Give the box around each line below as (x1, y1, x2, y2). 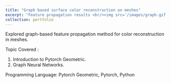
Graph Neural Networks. (12, 62, 65, 68)
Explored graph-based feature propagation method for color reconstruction (5, 31, 165, 37)
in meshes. (5, 36, 29, 43)
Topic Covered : (5, 47, 39, 53)
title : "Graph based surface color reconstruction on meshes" (5, 7, 141, 13)
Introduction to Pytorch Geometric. (12, 56, 86, 63)
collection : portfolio (5, 17, 54, 22)
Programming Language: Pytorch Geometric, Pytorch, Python (5, 72, 135, 78)
